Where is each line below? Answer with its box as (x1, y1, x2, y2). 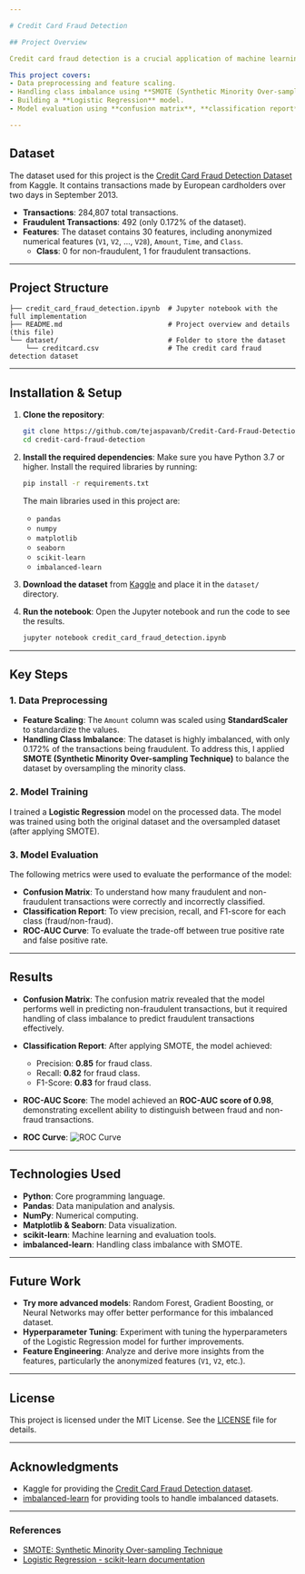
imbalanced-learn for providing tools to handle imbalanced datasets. (22, 1493, 280, 1504)
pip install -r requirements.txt (22, 479, 150, 488)
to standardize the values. (22, 724, 120, 736)
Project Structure (9, 280, 109, 295)
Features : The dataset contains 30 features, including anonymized (22, 226, 272, 237)
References (9, 1523, 62, 1536)
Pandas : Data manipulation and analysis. (22, 1200, 175, 1211)
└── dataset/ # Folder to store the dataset (9, 336, 286, 345)
